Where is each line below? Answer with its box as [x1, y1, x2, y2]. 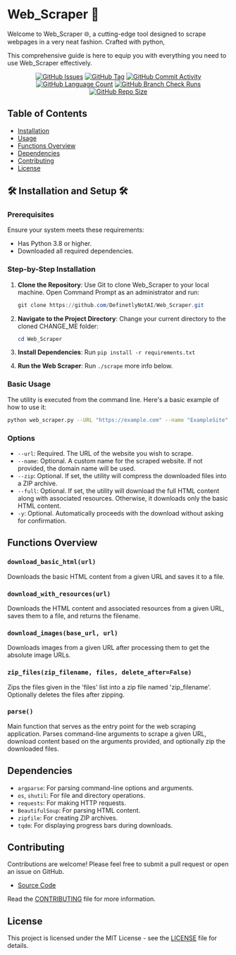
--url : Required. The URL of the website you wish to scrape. [17, 449, 194, 457]
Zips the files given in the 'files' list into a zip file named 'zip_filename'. [7, 682, 211, 691]
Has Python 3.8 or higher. [17, 239, 92, 248]
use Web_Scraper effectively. [7, 58, 93, 67]
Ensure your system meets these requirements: [7, 225, 144, 235]
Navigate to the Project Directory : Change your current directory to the [17, 314, 226, 323]
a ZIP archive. [17, 479, 58, 487]
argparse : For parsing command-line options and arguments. [17, 783, 194, 792]
